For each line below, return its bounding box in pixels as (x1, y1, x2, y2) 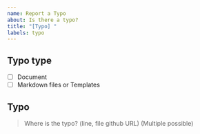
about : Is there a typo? (7, 16, 79, 23)
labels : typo (7, 29, 45, 36)
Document (17, 73, 47, 81)
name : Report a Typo (7, 10, 67, 17)
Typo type (7, 54, 52, 66)
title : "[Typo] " (7, 23, 57, 30)
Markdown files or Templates (17, 80, 100, 89)
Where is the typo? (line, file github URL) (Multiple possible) (23, 120, 194, 127)
